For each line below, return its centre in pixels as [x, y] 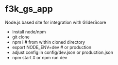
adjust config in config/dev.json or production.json [62, 52]
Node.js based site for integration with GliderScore [56, 22]
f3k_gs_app [29, 9]
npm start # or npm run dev [40, 57]
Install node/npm [29, 32]
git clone [21, 37]
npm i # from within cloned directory [49, 42]
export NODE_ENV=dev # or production [52, 47]
